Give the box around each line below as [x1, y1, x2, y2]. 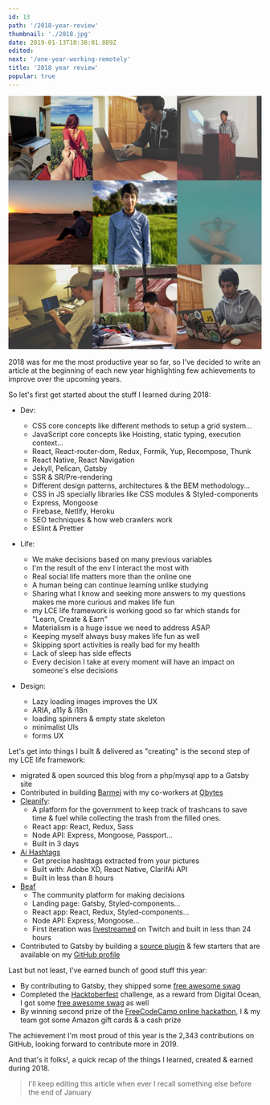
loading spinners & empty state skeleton [31, 714, 166, 723]
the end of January [27, 1087, 92, 1097]
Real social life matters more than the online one [31, 571, 192, 581]
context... [31, 438, 64, 448]
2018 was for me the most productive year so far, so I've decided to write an [8, 357, 261, 366]
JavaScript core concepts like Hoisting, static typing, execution [31, 429, 241, 439]
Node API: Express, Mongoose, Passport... [31, 830, 174, 840]
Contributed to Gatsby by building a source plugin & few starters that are [19, 941, 260, 951]
